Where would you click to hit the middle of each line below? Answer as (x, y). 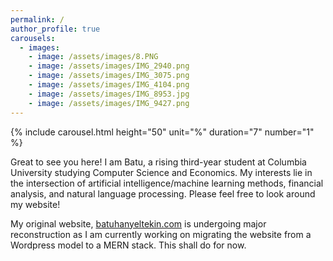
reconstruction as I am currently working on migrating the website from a (161, 234)
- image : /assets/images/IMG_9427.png (109, 103)
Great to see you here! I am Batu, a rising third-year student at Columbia (158, 162)
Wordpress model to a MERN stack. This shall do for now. (128, 245)
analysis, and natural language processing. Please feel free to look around (163, 193)
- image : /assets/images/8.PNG (93, 57)
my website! (35, 204)
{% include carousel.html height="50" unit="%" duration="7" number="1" (162, 132)
